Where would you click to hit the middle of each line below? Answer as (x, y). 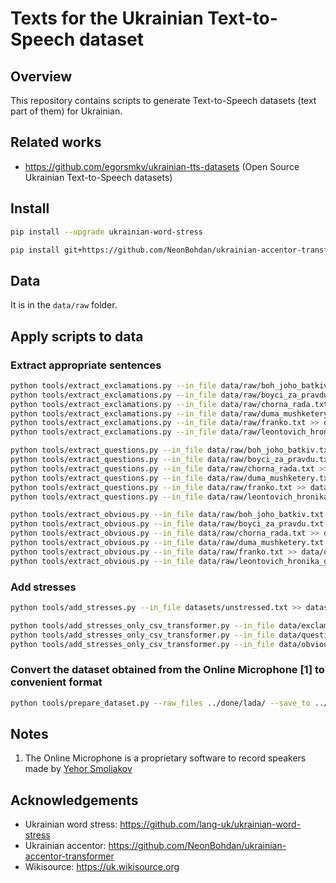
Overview (41, 76)
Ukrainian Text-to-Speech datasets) (98, 177)
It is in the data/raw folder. (64, 305)
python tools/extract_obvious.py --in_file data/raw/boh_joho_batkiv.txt (167, 515)
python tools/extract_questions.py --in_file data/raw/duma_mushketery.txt (171, 478)
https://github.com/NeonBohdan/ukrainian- (197, 846)
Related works (56, 142)
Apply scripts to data (77, 336)
